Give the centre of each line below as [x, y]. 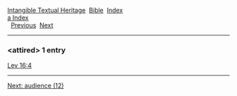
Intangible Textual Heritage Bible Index [65, 10]
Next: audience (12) [36, 86]
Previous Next [32, 25]
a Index [18, 18]
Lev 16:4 [20, 66]
